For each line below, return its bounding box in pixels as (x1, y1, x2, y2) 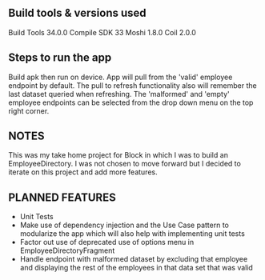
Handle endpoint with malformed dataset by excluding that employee (19, 254, 248, 264)
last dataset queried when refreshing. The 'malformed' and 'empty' (8, 89, 230, 98)
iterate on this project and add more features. (8, 167, 158, 177)
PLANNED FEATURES (8, 190, 116, 204)
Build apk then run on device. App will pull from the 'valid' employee (8, 72, 233, 82)
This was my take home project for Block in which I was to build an (8, 150, 228, 160)
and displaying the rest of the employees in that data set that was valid (19, 263, 254, 273)
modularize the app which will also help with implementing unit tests (19, 229, 246, 238)
